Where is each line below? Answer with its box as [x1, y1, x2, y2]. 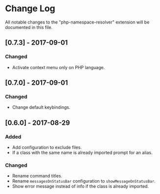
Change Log [5, 3, 55, 14]
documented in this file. [5, 24, 53, 30]
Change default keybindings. [12, 104, 70, 110]
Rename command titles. [12, 173, 63, 179]
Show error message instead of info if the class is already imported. [12, 183, 149, 189]
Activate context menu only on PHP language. [12, 64, 105, 70]
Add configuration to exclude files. [12, 145, 82, 150]
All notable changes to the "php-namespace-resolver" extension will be [5, 19, 150, 25]
